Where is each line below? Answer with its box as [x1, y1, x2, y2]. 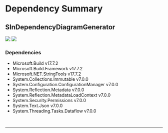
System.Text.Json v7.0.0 [12, 103, 63, 109]
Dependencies [5, 49, 41, 56]
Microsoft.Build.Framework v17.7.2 [12, 66, 83, 72]
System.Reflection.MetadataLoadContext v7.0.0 [12, 92, 111, 98]
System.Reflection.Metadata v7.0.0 [12, 87, 84, 93]
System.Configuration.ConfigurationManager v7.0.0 [12, 82, 118, 88]
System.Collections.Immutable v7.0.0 [12, 76, 88, 82]
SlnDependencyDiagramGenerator [5, 23, 115, 31]
